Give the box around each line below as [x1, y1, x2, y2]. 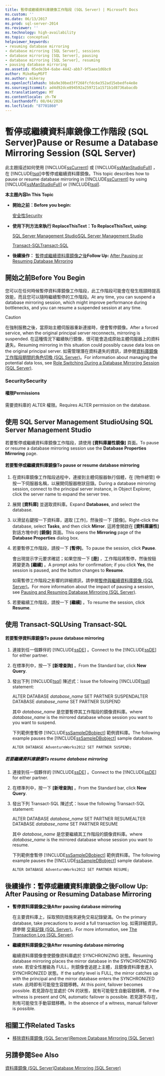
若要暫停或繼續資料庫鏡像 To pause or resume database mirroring [5, 462, 140, 468]
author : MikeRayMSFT [5, 72, 48, 76]
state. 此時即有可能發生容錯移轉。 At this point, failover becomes [12, 982, 143, 988]
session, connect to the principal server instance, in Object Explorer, [12, 486, 151, 492]
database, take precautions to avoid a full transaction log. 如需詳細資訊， [12, 920, 161, 926]
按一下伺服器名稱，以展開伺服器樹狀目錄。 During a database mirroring [12, 480, 156, 486]
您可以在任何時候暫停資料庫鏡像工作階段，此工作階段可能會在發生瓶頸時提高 [5, 287, 161, 293]
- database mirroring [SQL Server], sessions [5, 48, 100, 53]
